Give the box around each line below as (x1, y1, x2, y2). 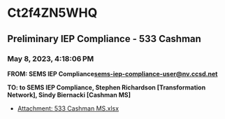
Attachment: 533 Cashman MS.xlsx (17, 104, 119, 113)
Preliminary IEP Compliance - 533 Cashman (7, 33, 201, 45)
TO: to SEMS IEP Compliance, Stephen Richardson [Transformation (7, 83, 206, 92)
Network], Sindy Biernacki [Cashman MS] (7, 90, 131, 99)
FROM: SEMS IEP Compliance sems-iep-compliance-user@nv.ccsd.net (7, 69, 218, 78)
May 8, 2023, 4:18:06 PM (7, 54, 94, 64)
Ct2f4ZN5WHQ (7, 5, 98, 21)
